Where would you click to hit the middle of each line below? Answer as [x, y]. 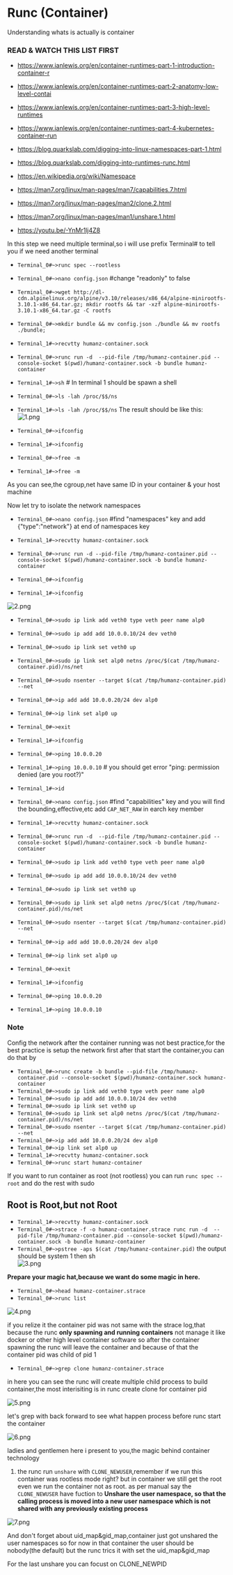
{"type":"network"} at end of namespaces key [83, 527]
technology [23, 1458]
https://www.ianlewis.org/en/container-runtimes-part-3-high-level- [114, 107]
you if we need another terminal [53, 251]
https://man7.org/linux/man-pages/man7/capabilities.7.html [102, 190]
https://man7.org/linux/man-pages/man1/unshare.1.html [96, 217]
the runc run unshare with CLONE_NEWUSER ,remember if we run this [110, 1472]
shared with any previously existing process [82, 1509]
